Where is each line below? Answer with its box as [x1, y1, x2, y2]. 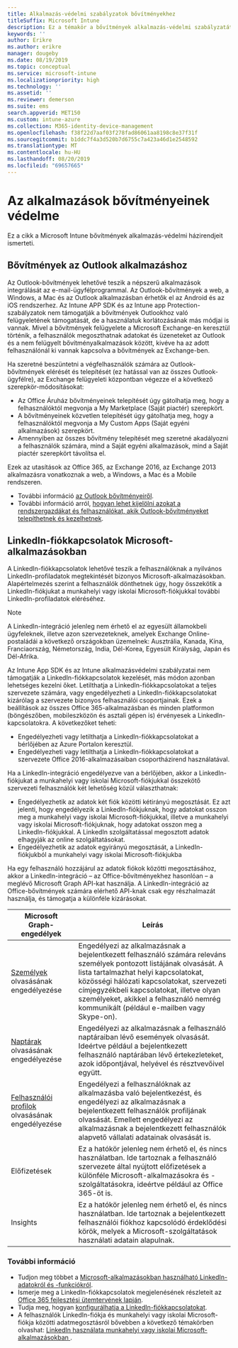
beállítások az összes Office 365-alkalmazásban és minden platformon [7, 704, 215, 712]
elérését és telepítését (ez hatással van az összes [46, 367, 191, 376]
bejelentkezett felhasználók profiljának [78, 1106, 207, 1116]
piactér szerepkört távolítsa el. [17, 448, 106, 458]
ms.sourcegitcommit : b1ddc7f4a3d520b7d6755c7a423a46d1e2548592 [7, 136, 198, 143]
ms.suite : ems [7, 103, 50, 110]
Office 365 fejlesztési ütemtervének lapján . [17, 1295, 144, 1304]
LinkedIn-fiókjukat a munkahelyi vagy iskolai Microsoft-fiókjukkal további [7, 587, 220, 596]
